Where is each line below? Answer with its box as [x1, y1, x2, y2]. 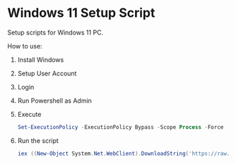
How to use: [7, 42, 42, 50]
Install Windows [17, 55, 64, 64]
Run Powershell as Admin [17, 96, 92, 105]
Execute [17, 110, 42, 118]
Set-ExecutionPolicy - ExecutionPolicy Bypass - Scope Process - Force [17, 123, 224, 131]
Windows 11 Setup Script [7, 5, 155, 21]
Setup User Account [17, 69, 77, 77]
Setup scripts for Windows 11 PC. [7, 28, 104, 37]
